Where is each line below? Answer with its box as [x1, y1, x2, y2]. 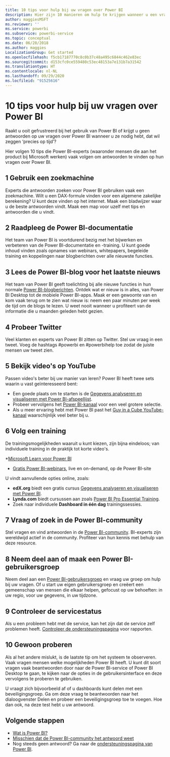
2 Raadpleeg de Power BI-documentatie [5, 223, 133, 232]
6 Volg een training [5, 427, 66, 435]
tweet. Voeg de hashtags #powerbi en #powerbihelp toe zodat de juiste [5, 341, 154, 348]
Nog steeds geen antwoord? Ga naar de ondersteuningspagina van [12, 740, 153, 746]
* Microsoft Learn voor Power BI [5, 455, 72, 462]
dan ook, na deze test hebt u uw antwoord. [5, 701, 95, 708]
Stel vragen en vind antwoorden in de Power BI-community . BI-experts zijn [5, 529, 161, 535]
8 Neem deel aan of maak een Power [5, 555, 122, 563]
